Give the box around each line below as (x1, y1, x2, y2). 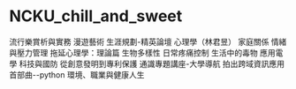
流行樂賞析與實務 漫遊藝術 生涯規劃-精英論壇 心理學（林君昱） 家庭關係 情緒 (9, 36, 287, 47)
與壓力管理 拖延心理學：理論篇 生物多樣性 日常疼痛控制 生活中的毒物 (9, 47, 258, 58)
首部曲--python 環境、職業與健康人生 (9, 69, 145, 80)
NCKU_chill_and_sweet (9, 6, 183, 26)
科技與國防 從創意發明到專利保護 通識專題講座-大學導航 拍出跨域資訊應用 (19, 58, 285, 69)
